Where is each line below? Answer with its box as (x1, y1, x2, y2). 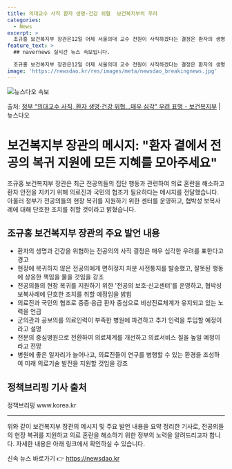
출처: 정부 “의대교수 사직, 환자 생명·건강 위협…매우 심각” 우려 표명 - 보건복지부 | (7, 102, 221, 111)
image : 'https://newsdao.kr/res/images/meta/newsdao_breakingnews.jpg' (7, 67, 217, 75)
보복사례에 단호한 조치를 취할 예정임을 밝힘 (17, 290, 133, 298)
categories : (7, 17, 41, 24)
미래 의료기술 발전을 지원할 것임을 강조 (24, 359, 128, 367)
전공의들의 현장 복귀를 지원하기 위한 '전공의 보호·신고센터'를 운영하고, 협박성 (17, 282, 222, 290)
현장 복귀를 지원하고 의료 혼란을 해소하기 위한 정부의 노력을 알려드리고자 (14, 431, 209, 439)
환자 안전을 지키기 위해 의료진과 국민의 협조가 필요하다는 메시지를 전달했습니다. (7, 187, 220, 196)
